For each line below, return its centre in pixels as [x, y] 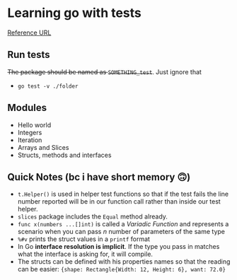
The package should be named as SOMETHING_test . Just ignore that [104, 71]
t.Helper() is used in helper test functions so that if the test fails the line [123, 194]
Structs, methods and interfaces [64, 155]
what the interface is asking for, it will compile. [85, 254]
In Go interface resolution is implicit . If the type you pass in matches [118, 247]
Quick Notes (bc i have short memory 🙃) [99, 177]
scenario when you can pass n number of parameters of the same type [121, 232]
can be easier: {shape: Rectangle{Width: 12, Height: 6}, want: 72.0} [122, 269]
